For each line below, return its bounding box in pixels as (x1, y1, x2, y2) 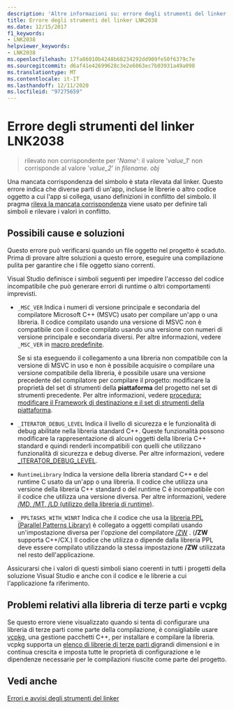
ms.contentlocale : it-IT (7, 75, 80, 83)
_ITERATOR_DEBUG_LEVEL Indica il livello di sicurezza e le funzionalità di (17, 419, 217, 428)
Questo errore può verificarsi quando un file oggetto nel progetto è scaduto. (7, 246, 226, 254)
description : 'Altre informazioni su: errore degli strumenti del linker (7, 10, 227, 17)
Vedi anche (7, 675, 58, 687)
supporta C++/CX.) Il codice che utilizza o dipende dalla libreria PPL (17, 535, 214, 544)
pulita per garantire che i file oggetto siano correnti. (7, 260, 156, 269)
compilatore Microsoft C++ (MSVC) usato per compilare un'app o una (17, 310, 218, 318)
